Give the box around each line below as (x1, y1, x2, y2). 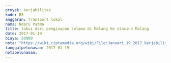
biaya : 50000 (5, 36, 33, 41)
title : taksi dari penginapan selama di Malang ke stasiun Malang (5, 26, 149, 31)
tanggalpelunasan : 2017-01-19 (5, 45, 70, 50)
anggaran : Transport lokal (5, 17, 63, 22)
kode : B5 (5, 12, 24, 17)
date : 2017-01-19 (5, 31, 42, 36)
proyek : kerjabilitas (5, 7, 51, 13)
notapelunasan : (5, 50, 38, 55)
